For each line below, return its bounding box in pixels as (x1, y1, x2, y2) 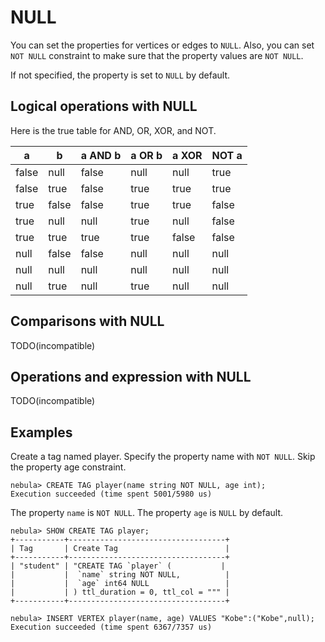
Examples (10, 424, 73, 441)
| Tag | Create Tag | (10, 544, 230, 554)
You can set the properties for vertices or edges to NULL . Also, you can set (10, 39, 315, 51)
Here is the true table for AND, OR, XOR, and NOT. (10, 124, 217, 136)
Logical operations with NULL (10, 98, 198, 115)
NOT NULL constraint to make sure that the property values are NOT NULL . (10, 49, 304, 61)
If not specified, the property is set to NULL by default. (10, 69, 230, 81)
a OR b (130, 148, 163, 162)
